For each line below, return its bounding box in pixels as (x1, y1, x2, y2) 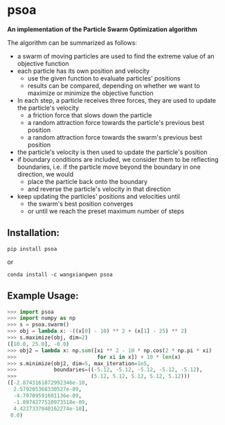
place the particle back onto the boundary (27, 177, 147, 185)
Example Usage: (7, 290, 79, 302)
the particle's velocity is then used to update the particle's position (17, 148, 208, 156)
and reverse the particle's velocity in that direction (27, 185, 171, 193)
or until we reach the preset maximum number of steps (27, 207, 185, 215)
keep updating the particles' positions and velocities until (17, 192, 180, 200)
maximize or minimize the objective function (27, 89, 154, 97)
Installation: (7, 227, 60, 239)
